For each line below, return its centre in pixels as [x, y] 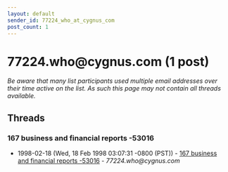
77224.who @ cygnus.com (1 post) [108, 61]
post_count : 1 [28, 27]
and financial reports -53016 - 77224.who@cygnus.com [99, 161]
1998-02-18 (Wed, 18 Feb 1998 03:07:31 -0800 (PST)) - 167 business [117, 153]
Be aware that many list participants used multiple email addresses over [113, 81]
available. [22, 96]
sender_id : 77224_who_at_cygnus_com [61, 20]
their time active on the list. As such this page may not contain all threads [114, 88]
